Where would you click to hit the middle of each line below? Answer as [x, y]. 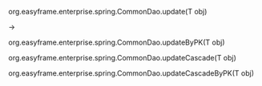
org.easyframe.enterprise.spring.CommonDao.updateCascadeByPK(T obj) [131, 73]
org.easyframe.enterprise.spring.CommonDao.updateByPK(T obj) [117, 42]
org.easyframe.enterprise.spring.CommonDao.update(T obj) [108, 12]
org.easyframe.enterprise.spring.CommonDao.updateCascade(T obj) [122, 58]
